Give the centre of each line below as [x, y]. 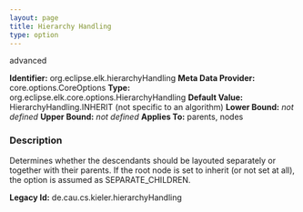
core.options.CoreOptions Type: [70, 88]
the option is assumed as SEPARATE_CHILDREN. [100, 179]
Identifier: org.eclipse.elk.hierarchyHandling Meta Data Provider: [132, 78]
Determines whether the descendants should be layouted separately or [143, 160]
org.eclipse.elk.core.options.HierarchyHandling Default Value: [126, 97]
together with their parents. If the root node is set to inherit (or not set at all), [152, 170]
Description [36, 140]
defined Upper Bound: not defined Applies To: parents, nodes [126, 117]
